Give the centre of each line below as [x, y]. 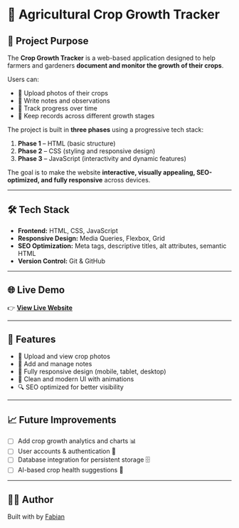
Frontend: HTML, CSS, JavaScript [68, 230]
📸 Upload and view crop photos [64, 356]
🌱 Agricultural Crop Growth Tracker [114, 15]
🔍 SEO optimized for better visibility [71, 387]
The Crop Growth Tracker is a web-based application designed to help [111, 58]
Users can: [23, 79]
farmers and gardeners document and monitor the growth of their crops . [116, 66]
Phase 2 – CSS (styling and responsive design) [86, 151]
